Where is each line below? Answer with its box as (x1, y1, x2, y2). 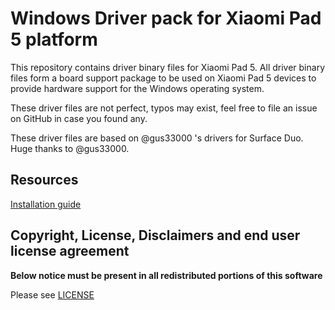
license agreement (10, 243, 130, 260)
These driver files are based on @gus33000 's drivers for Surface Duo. (10, 132, 304, 144)
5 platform (10, 28, 98, 51)
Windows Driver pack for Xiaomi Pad (10, 7, 322, 30)
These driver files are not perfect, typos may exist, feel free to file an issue (10, 102, 318, 114)
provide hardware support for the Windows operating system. (10, 82, 265, 94)
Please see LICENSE (10, 288, 95, 301)
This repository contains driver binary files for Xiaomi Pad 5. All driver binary (10, 61, 325, 73)
